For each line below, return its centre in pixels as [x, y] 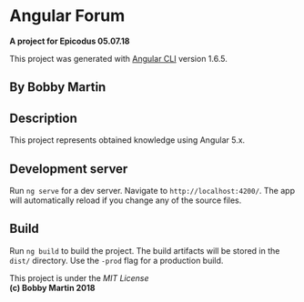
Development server [69, 169]
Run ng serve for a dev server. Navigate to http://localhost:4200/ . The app [152, 190]
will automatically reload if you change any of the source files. [126, 200]
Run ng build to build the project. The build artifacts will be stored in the [145, 250]
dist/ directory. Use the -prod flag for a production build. [117, 260]
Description [43, 118]
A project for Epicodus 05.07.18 [70, 41]
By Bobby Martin [58, 87]
